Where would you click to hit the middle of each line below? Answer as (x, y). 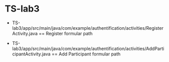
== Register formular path (66, 33)
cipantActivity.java (31, 54)
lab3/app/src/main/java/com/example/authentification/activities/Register (88, 28)
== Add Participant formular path (86, 54)
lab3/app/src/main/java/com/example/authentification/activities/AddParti (88, 48)
